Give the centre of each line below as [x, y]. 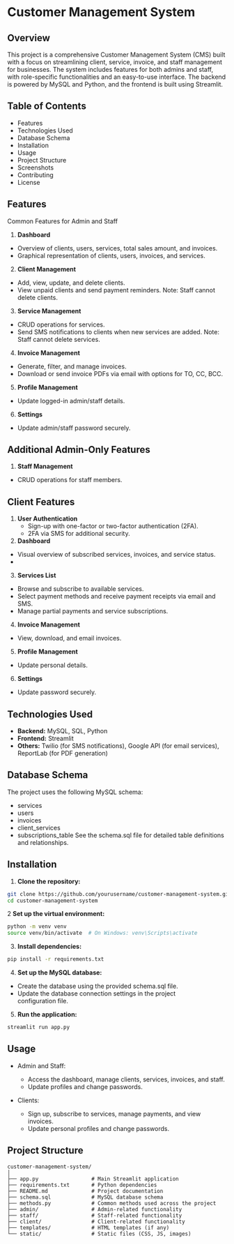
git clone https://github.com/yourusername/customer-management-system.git [119, 894]
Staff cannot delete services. [59, 339]
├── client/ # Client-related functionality [96, 1222]
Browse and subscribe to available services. [80, 589]
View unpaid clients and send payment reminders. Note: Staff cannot [116, 290]
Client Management [47, 269]
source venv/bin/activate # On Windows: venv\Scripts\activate [102, 933]
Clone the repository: [49, 881]
